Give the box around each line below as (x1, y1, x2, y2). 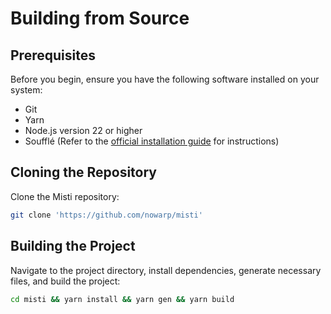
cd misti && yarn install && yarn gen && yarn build (10, 294, 235, 304)
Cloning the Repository (10, 164, 157, 181)
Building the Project (10, 238, 136, 255)
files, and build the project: (10, 275, 121, 287)
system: (10, 84, 43, 96)
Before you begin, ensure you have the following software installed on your (10, 73, 320, 85)
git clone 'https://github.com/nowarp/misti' (10, 210, 203, 220)
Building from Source (10, 7, 190, 30)
